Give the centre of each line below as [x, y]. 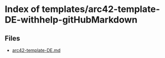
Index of [22, 9]
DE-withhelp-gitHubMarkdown [71, 20]
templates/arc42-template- [101, 9]
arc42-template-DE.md [36, 50]
